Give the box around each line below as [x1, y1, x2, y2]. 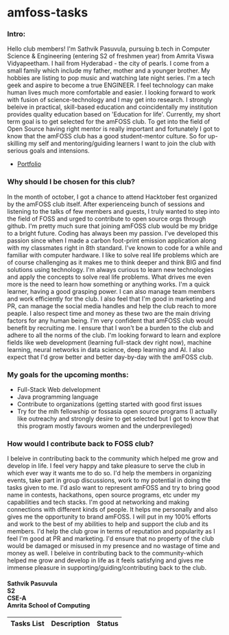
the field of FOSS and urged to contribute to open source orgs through [7, 214, 206, 223]
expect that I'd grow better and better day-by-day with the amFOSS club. [7, 353, 214, 361]
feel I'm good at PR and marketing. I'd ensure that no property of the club [7, 534, 215, 543]
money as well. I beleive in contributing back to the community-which [7, 549, 204, 558]
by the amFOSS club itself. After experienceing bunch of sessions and [7, 200, 205, 208]
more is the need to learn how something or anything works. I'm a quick [7, 279, 210, 288]
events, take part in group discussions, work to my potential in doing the [7, 476, 211, 484]
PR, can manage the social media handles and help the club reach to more [7, 301, 217, 310]
